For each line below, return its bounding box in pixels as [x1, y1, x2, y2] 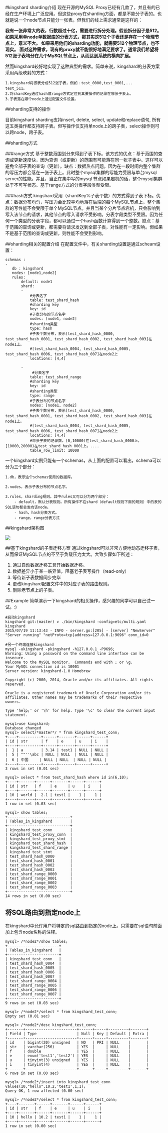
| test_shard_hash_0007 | [5, 974, 61, 979]
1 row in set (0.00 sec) [5, 1123, 57, 1128]
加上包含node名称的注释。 [5, 929, 60, 935]
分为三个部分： [5, 464, 36, 469]
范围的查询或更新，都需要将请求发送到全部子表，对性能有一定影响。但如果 [9, 224, 163, 230]
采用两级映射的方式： [5, 70, 49, 75]
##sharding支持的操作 [5, 106, 51, 112]
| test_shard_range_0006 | [5, 987, 61, 992]
